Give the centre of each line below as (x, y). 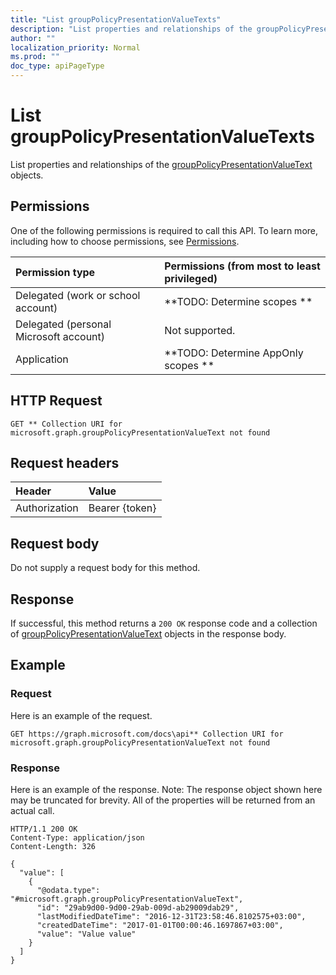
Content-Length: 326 (53, 846)
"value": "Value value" (86, 934)
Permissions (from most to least (242, 266)
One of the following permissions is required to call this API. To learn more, (164, 230)
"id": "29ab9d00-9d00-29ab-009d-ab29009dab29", (138, 907)
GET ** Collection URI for (66, 424)
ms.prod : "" (35, 57)
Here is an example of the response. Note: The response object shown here (166, 789)
